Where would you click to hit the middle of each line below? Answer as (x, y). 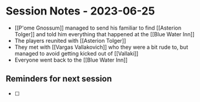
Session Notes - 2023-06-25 (81, 11)
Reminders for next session (59, 79)
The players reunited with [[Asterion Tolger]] (70, 40)
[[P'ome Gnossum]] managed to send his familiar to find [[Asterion (98, 28)
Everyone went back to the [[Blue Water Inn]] (71, 60)
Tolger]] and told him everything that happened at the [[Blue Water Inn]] (105, 34)
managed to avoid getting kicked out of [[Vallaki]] (76, 53)
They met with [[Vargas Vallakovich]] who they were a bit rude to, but (101, 47)
